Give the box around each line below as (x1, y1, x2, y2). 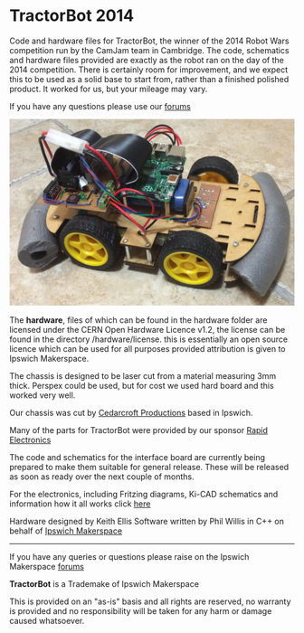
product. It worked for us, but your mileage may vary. (9, 83, 208, 94)
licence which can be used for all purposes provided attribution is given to (9, 344, 286, 354)
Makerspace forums (9, 562, 84, 572)
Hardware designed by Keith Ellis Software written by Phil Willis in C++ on (9, 516, 285, 527)
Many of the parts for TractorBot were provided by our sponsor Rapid (9, 425, 269, 436)
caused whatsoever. (9, 616, 85, 627)
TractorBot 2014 (9, 5, 134, 26)
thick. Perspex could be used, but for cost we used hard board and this (9, 381, 274, 392)
